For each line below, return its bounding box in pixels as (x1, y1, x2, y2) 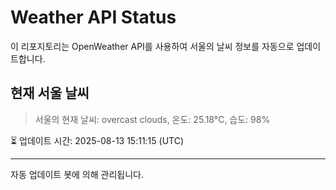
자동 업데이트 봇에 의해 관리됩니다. (10, 168, 144, 180)
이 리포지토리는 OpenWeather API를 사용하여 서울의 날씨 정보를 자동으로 (10, 40, 295, 52)
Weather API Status (10, 6, 177, 29)
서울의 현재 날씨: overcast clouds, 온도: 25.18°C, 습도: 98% (34, 113, 271, 125)
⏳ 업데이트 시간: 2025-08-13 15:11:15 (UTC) (10, 134, 185, 146)
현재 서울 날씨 (10, 85, 90, 102)
